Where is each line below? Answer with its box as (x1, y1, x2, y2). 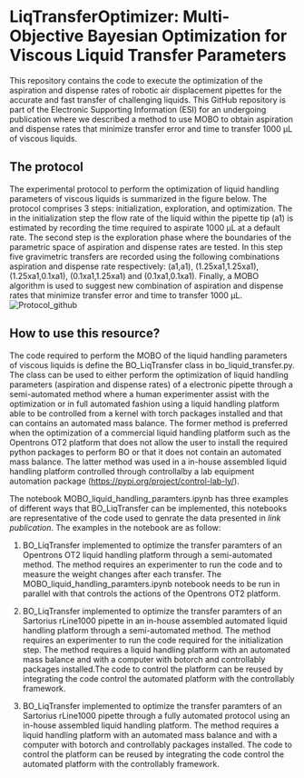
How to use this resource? (9, 325, 161, 342)
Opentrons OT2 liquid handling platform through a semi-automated (22, 549, 273, 560)
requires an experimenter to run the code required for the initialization (22, 634, 284, 645)
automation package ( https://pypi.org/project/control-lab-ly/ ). (9, 475, 240, 486)
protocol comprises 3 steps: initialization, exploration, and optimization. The (9, 203, 293, 214)
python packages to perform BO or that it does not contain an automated (9, 446, 282, 457)
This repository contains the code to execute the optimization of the (9, 75, 263, 85)
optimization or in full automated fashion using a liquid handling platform (9, 398, 279, 409)
